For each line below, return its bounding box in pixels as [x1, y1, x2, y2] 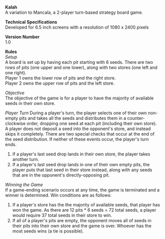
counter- [127, 115, 145, 121]
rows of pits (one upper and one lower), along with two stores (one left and [5, 64, 158, 70]
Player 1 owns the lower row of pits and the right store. [5, 75, 116, 81]
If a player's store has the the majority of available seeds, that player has [12, 202, 161, 207]
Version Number [5, 34, 40, 40]
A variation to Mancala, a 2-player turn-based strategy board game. [5, 9, 143, 15]
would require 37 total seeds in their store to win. [12, 212, 112, 218]
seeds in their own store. [5, 100, 56, 106]
